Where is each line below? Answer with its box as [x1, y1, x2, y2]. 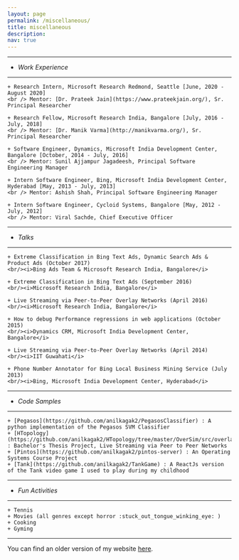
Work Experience [17, 63, 69, 72]
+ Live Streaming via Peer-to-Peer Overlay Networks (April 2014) [7, 347, 208, 354]
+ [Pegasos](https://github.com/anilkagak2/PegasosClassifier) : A [7, 417, 212, 425]
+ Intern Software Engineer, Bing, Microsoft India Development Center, [7, 177, 228, 184]
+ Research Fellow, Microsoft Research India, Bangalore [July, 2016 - [7, 114, 224, 122]
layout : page [7, 10, 46, 18]
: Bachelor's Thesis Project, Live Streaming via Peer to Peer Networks [7, 442, 228, 450]
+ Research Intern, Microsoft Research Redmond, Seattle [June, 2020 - [7, 83, 224, 91]
